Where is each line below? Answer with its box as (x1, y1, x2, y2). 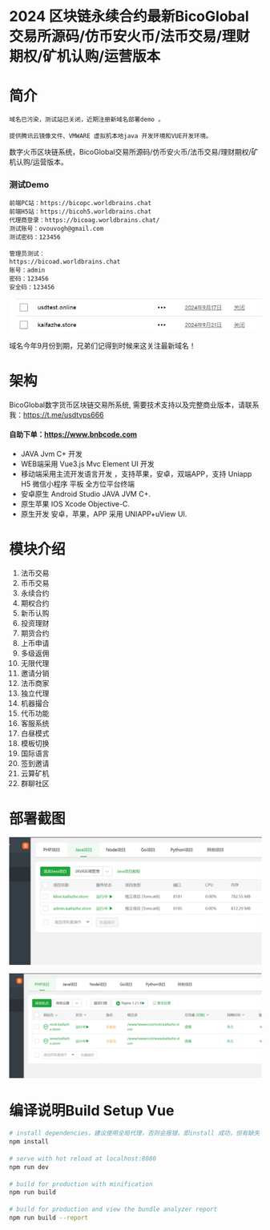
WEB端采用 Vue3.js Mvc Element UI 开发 (20, 458, 155, 469)
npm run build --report (9, 1214, 89, 1222)
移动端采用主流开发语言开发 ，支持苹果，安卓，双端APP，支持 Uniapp (20, 469, 252, 478)
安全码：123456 (9, 284, 55, 292)
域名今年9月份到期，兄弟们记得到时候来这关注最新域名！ (9, 341, 196, 350)
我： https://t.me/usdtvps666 (9, 409, 104, 419)
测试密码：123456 (9, 233, 61, 241)
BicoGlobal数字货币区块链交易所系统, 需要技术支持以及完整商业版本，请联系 (9, 400, 260, 409)
